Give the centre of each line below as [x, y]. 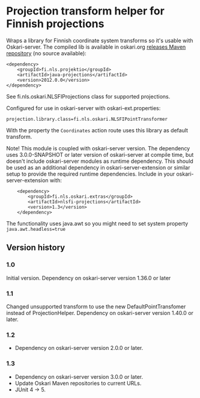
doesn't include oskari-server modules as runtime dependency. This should [100, 161]
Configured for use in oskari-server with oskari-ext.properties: [83, 108]
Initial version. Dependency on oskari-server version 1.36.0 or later [89, 278]
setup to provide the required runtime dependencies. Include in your [91, 174]
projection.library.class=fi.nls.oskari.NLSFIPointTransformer [87, 119]
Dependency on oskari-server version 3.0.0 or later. [79, 376]
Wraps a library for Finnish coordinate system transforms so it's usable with [100, 40]
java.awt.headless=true [36, 229]
